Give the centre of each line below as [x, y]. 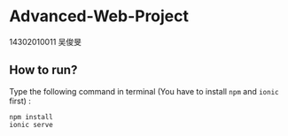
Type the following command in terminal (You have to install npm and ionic [144, 91]
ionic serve [31, 125]
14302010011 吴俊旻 [46, 42]
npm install [31, 117]
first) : [20, 101]
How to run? [43, 70]
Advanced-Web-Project [99, 16]
